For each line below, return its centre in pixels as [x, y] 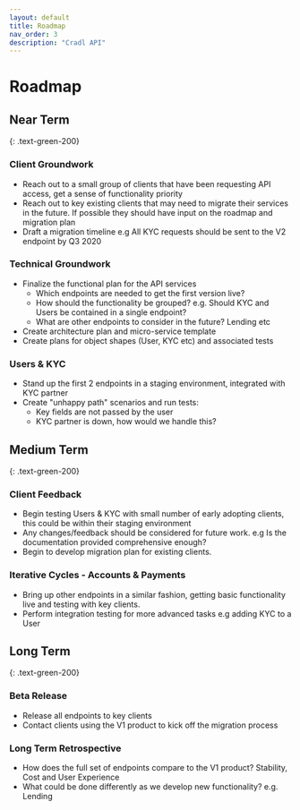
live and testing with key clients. [81, 604]
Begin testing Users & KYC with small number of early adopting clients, [153, 514]
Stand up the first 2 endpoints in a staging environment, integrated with [154, 384]
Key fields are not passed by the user [104, 412]
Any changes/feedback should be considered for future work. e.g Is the [154, 533]
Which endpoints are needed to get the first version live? [140, 293]
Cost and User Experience [71, 777]
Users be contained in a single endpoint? [111, 312]
